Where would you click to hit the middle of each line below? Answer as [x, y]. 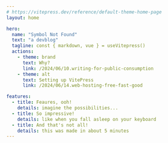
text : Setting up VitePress [58, 80]
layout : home [23, 18]
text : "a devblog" [35, 40]
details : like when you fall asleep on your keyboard [87, 119]
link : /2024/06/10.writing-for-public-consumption [88, 68]
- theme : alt [34, 74]
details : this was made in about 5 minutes [73, 131]
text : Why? [36, 63]
